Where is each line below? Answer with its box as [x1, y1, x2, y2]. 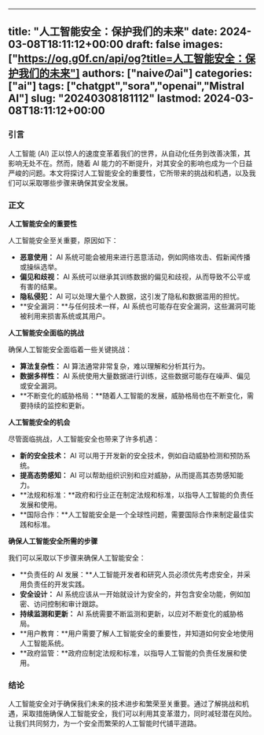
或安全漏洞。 [19, 380, 61, 390]
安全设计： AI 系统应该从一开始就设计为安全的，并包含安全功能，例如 [19, 589, 244, 598]
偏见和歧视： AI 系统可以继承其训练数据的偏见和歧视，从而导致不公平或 [19, 272, 251, 281]
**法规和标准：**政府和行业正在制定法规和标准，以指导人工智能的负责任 [19, 490, 254, 499]
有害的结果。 [19, 281, 61, 291]
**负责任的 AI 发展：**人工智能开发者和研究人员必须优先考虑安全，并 [19, 569, 244, 579]
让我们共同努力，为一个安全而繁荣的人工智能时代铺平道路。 [8, 718, 201, 728]
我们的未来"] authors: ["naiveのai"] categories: [18, 67, 253, 80]
